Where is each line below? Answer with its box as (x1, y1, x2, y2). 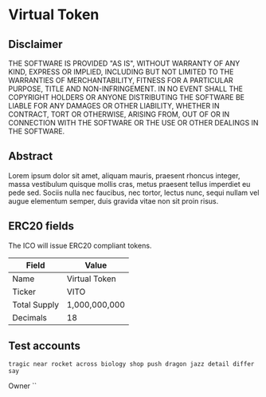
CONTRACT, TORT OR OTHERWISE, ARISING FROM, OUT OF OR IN (8, 109, 230, 119)
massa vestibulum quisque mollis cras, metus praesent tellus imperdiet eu (8, 179, 251, 189)
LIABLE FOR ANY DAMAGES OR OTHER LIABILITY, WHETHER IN (8, 101, 220, 110)
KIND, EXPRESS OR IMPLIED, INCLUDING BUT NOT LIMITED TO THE (8, 67, 234, 77)
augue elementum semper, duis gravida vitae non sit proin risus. (8, 196, 219, 205)
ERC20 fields (8, 220, 74, 233)
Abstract (8, 149, 53, 163)
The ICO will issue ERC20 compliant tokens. (8, 240, 152, 250)
